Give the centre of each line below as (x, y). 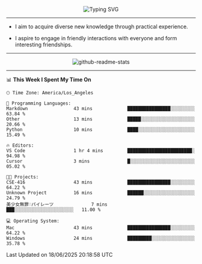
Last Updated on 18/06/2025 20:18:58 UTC (60, 255)
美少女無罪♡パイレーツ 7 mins (57, 204)
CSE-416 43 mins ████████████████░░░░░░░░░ (101, 182)
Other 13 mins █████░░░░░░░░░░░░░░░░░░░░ (101, 119)
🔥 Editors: (20, 146)
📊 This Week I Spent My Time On (49, 79)
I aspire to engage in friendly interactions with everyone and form (96, 38)
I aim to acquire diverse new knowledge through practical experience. (101, 26)
